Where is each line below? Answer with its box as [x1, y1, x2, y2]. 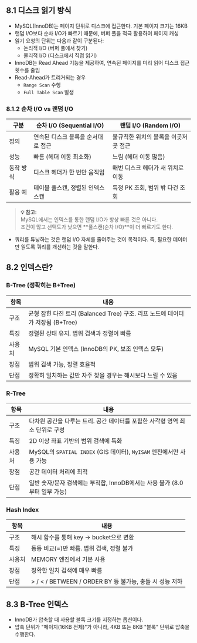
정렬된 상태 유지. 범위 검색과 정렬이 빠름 [28, 329, 131, 337]
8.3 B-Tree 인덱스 [6, 599, 69, 609]
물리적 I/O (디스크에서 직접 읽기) [23, 52, 97, 59]
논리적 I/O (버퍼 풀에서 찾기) [23, 44, 88, 51]
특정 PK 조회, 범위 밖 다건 [112, 184, 179, 192]
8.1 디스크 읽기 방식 [6, 5, 72, 16]
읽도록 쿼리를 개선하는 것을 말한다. [21, 243, 100, 250]
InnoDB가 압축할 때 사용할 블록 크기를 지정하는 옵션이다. [14, 616, 144, 623]
